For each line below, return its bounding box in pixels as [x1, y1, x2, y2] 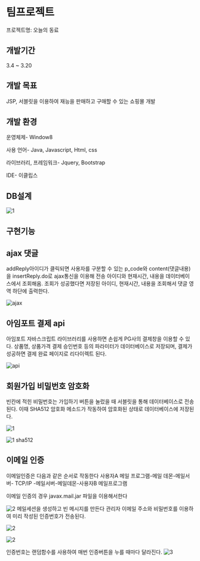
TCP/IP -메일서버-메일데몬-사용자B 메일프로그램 [14, 479, 128, 487]
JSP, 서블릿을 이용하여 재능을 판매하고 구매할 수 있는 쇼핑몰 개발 [6, 97, 156, 105]
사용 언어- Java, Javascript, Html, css [6, 146, 97, 154]
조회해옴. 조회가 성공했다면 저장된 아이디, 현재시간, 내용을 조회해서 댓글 [21, 280, 188, 287]
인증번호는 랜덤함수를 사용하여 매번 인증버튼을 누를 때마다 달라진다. [6, 548, 162, 556]
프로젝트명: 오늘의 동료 [6, 26, 59, 33]
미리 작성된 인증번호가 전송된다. [12, 512, 86, 520]
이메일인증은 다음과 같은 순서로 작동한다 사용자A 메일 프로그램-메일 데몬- [6, 472, 176, 479]
